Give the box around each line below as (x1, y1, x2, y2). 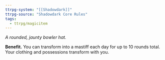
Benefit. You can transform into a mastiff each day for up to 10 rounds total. (5, 44, 161, 50)
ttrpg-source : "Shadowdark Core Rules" (5, 12, 88, 17)
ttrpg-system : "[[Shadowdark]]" (5, 7, 72, 12)
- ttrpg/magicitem (9, 21, 48, 26)
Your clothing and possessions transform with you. (5, 49, 109, 55)
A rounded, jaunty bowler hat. (5, 34, 67, 40)
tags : (5, 16, 16, 21)
